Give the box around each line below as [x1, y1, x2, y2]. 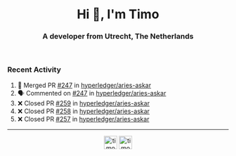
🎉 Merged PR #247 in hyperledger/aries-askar [17, 81, 152, 89]
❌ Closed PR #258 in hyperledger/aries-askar [17, 107, 150, 115]
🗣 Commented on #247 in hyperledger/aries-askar [17, 89, 166, 97]
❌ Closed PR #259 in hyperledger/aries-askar [17, 98, 150, 108]
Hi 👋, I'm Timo [77, 6, 159, 22]
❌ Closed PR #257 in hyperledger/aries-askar [17, 115, 150, 123]
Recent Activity [7, 65, 62, 74]
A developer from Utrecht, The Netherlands [42, 32, 194, 41]
